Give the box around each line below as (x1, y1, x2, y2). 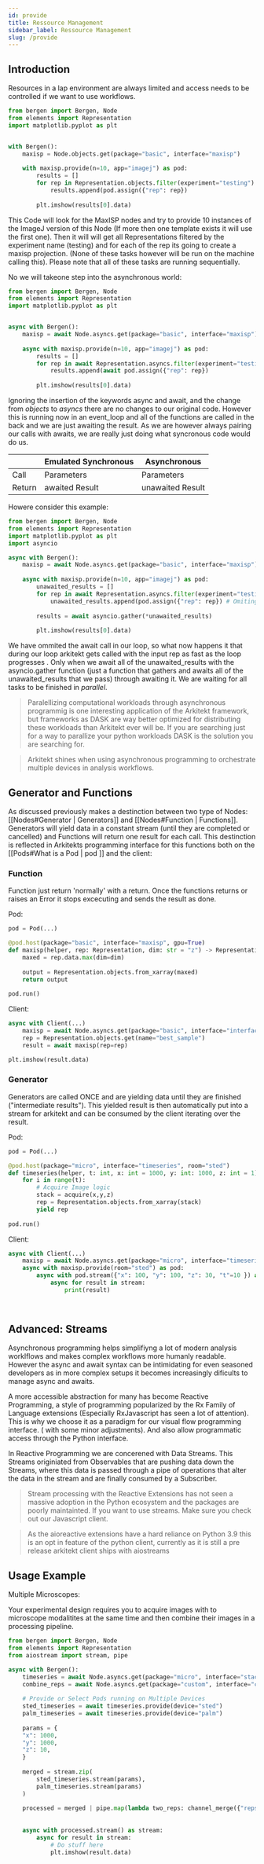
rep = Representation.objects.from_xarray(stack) (36, 1198, 202, 1206)
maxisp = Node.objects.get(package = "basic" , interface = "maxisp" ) (22, 150, 241, 158)
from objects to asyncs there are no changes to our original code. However (8, 404, 251, 413)
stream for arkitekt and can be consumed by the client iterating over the (8, 1109, 241, 1118)
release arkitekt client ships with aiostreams (27, 1546, 170, 1556)
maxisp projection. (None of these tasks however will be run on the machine (8, 248, 255, 258)
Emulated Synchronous (44, 457, 134, 468)
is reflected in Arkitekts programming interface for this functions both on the (8, 840, 255, 849)
